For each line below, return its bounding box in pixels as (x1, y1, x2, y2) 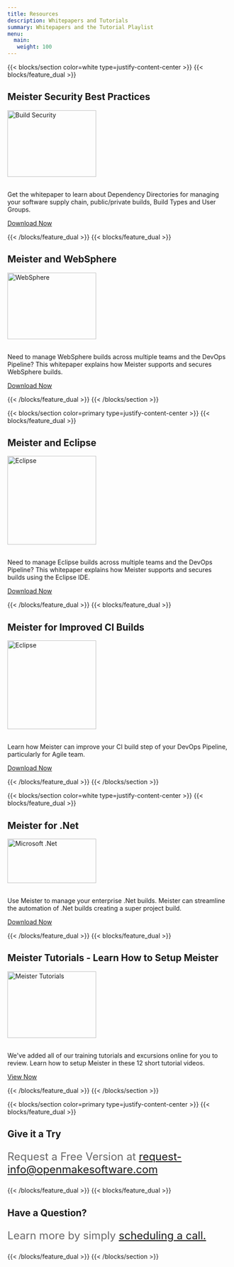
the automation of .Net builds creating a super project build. (7, 904, 182, 913)
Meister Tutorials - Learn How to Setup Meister (7, 952, 218, 964)
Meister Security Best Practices (7, 91, 151, 103)
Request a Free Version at (7, 1150, 136, 1164)
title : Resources (7, 10, 59, 18)
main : (13, 37, 30, 44)
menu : (7, 30, 23, 38)
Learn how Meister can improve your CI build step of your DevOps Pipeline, (7, 742, 228, 751)
